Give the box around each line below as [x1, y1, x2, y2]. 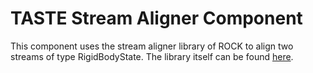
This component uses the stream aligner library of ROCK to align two [10, 40, 294, 52]
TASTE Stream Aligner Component [10, 7, 303, 30]
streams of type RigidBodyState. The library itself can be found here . [10, 50, 294, 62]
